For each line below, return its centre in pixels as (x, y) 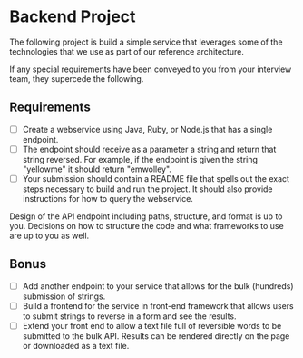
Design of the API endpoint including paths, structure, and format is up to (146, 216)
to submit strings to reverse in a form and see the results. (129, 316)
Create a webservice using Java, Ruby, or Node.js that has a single (147, 129)
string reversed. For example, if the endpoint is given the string (140, 159)
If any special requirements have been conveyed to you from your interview (151, 69)
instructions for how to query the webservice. (108, 198)
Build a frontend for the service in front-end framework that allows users (158, 305)
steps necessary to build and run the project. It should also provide (148, 189)
